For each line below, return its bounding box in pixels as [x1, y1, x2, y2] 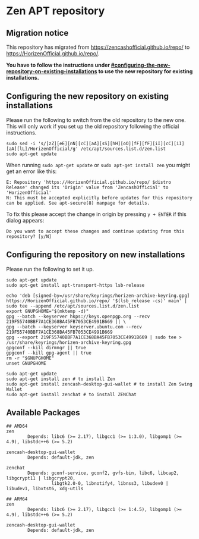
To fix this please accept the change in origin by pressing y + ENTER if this [6, 210, 187, 218]
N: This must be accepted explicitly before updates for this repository [6, 195, 193, 200]
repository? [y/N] [6, 233, 52, 239]
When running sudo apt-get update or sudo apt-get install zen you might [6, 161, 191, 168]
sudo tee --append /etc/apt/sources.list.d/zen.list [6, 303, 140, 309]
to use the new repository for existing [98, 68, 193, 75]
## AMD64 [6, 424, 28, 430]
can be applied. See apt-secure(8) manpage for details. [6, 200, 150, 206]
